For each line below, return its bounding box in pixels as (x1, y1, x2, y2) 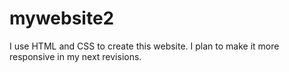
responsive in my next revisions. (9, 50, 142, 62)
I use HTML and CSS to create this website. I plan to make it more (9, 40, 280, 52)
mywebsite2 (9, 7, 115, 30)
